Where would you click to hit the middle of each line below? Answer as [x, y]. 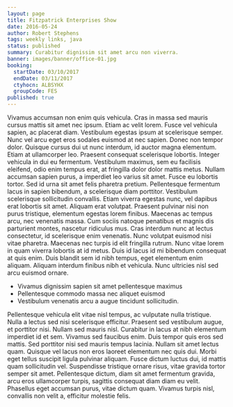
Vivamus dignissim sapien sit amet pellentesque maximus [100, 286]
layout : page [26, 14]
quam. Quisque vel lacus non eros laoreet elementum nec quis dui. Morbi [112, 351]
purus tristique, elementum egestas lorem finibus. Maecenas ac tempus [110, 214]
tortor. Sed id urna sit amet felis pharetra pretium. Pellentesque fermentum [114, 184]
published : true [31, 98]
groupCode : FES [35, 91]
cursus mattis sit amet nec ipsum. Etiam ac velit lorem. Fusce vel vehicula [112, 125]
